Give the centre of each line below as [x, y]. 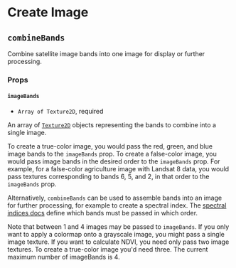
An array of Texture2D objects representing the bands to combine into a [112, 125]
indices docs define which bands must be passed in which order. [102, 213]
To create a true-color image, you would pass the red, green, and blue [110, 146]
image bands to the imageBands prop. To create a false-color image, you [112, 154]
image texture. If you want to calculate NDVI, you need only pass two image [118, 242]
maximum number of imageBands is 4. [64, 257]
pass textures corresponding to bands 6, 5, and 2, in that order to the [108, 177]
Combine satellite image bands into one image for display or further [106, 54]
